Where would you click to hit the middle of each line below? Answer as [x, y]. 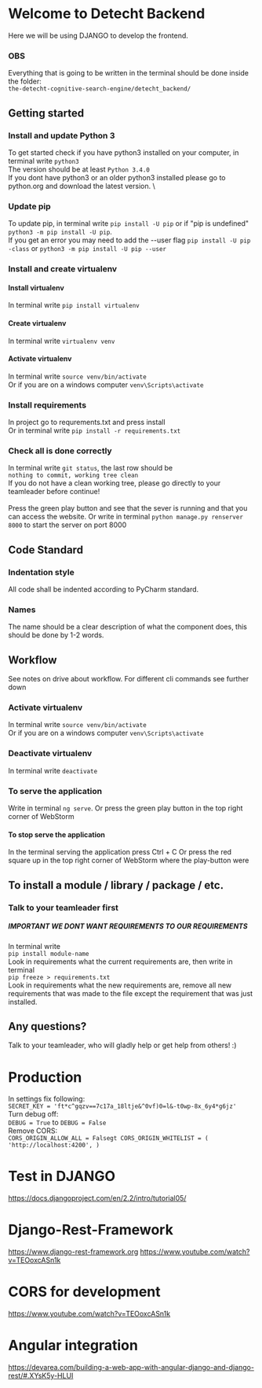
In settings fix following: [47, 1099]
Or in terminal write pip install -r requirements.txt [95, 430]
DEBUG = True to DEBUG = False [57, 1123]
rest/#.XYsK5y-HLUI [41, 1376]
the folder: [25, 81]
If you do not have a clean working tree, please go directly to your [115, 483]
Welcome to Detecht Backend [107, 14]
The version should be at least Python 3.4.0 [79, 169]
